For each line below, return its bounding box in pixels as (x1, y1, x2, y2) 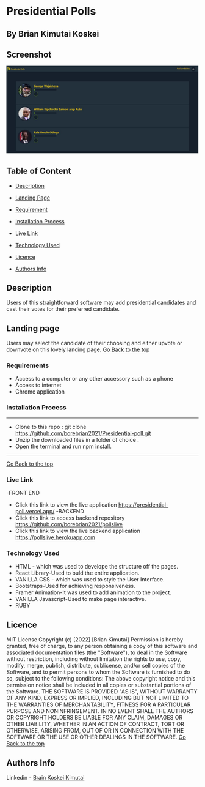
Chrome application (15, 388, 65, 395)
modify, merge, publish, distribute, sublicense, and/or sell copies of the (6, 662, 185, 670)
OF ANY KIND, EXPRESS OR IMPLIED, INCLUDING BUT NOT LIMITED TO (6, 695, 189, 702)
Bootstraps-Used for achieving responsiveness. (15, 583, 135, 590)
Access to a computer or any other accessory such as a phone (15, 375, 174, 382)
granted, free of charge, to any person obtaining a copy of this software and (6, 643, 198, 650)
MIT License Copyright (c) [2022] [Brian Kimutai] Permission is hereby (6, 636, 184, 643)
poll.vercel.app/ (15, 508, 55, 515)
